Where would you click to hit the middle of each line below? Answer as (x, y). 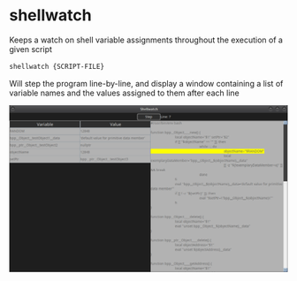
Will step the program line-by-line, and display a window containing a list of (146, 83)
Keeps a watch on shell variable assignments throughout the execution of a (146, 40)
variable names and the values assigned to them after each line (125, 93)
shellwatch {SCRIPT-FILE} (57, 66)
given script (31, 49)
